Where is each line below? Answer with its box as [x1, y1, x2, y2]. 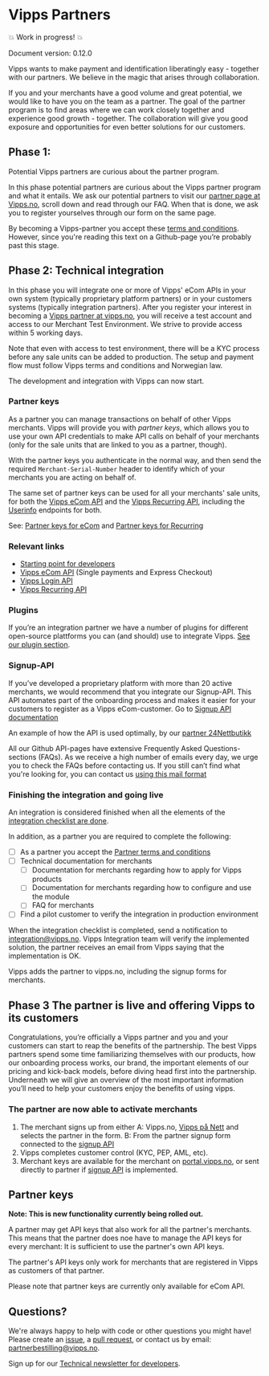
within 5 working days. [8, 328, 84, 337]
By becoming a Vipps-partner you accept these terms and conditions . [8, 223, 239, 233]
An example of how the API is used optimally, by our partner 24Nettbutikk [8, 728, 252, 737]
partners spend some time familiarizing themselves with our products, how [8, 1050, 256, 1060]
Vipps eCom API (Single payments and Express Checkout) [19, 568, 213, 578]
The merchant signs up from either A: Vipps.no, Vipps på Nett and [19, 1122, 239, 1132]
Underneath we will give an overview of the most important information [8, 1075, 244, 1085]
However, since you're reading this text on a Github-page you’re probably [8, 231, 251, 242]
